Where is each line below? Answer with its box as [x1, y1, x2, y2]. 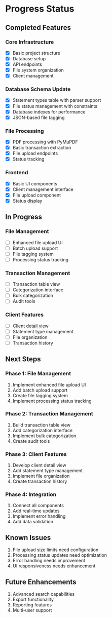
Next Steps [5, 355, 41, 364]
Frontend [5, 169, 28, 176]
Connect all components [12, 503, 64, 509]
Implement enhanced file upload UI [12, 381, 86, 388]
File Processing [5, 127, 44, 134]
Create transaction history [12, 478, 67, 484]
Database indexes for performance [12, 108, 86, 114]
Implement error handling [12, 513, 66, 519]
